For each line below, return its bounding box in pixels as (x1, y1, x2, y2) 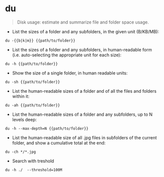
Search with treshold (12, 158, 54, 164)
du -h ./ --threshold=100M (5, 167, 63, 172)
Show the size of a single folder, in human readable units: (12, 70, 128, 76)
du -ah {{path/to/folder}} (5, 102, 60, 108)
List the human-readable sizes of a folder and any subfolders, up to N (12, 111, 153, 117)
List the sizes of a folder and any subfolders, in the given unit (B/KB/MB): (12, 28, 159, 34)
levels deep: (12, 116, 37, 123)
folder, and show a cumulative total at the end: (12, 140, 106, 146)
